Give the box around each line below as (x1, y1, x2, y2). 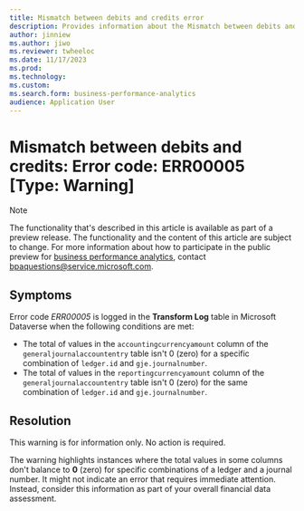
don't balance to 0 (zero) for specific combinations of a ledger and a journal (9, 464, 292, 475)
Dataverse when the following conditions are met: (9, 321, 195, 332)
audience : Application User (9, 97, 116, 107)
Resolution (9, 413, 71, 429)
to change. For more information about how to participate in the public (9, 242, 271, 253)
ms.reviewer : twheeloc (9, 47, 95, 56)
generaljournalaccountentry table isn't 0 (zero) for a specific (22, 348, 251, 359)
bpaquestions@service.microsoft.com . (9, 261, 154, 272)
